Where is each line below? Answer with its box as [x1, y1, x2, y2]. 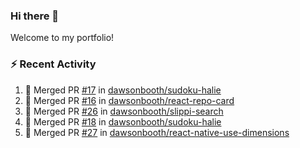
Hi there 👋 [10, 9, 60, 23]
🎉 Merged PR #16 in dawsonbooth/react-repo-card [24, 94, 235, 106]
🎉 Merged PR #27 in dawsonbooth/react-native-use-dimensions [24, 126, 290, 138]
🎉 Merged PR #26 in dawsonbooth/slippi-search [24, 105, 224, 117]
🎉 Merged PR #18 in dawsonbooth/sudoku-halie [24, 115, 222, 128]
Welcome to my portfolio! [10, 32, 115, 44]
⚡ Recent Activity [10, 57, 97, 71]
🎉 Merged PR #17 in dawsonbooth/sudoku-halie [24, 84, 222, 96]
